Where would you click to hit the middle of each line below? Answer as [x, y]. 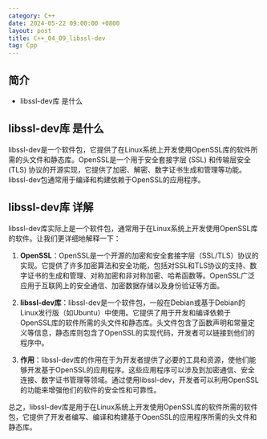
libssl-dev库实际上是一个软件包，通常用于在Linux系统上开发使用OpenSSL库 [133, 228]
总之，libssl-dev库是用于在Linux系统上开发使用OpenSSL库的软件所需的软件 [133, 407]
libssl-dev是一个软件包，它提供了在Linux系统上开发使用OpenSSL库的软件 [129, 149]
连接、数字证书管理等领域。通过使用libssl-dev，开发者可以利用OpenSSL [139, 380]
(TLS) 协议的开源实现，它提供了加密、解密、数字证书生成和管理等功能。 [127, 169]
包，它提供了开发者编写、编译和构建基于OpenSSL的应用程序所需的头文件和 [133, 417]
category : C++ [32, 16]
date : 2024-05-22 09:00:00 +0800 [64, 23]
